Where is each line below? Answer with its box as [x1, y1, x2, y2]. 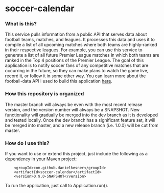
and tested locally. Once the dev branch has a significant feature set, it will [5, 117, 156, 123]
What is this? [5, 21, 37, 27]
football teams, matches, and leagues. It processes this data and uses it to [5, 37, 155, 43]
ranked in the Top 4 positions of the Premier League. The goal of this [5, 57, 144, 64]
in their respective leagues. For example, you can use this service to [5, 47, 143, 53]
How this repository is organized [5, 90, 84, 97]
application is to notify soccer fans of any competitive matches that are [5, 63, 148, 68]
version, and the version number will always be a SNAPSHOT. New [5, 107, 140, 112]
